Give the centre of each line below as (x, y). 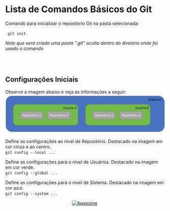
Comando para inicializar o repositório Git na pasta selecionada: (72, 23)
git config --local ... (30, 153)
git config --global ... (31, 173)
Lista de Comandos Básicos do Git (79, 9)
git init (17, 33)
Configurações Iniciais (42, 80)
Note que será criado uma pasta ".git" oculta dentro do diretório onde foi (82, 43)
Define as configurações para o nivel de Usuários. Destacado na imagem (82, 162)
